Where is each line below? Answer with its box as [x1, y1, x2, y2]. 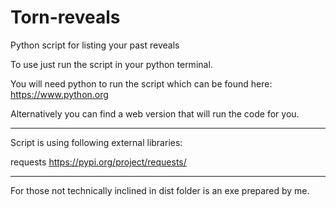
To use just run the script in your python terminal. [10, 58, 213, 70]
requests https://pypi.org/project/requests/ [10, 156, 187, 168]
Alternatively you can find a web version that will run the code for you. [10, 107, 300, 120]
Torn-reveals [10, 6, 121, 29]
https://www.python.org [10, 88, 109, 100]
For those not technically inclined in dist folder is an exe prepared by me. [10, 184, 310, 196]
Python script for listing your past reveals [10, 39, 180, 51]
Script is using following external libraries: [10, 136, 183, 148]
